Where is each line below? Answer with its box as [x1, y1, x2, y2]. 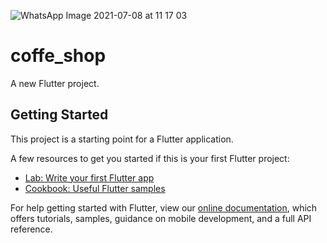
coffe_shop [10, 45, 107, 67]
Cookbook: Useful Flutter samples [24, 182, 166, 194]
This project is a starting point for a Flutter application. [10, 133, 234, 145]
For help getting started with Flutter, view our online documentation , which [10, 201, 318, 214]
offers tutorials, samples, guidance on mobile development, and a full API [10, 212, 312, 224]
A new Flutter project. [10, 77, 100, 89]
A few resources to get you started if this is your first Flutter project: [10, 152, 290, 164]
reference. [10, 223, 53, 235]
